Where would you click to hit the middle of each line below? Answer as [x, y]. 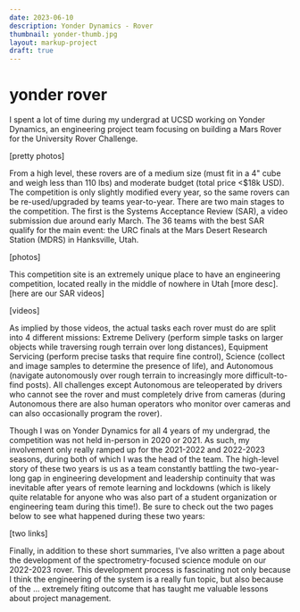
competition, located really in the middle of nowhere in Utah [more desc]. [144, 284]
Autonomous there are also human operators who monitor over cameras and [150, 404]
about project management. [60, 599]
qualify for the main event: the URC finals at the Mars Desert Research [138, 231]
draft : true [31, 51]
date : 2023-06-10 [42, 17]
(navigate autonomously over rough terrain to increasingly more [126, 375]
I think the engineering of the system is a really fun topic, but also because [146, 579]
